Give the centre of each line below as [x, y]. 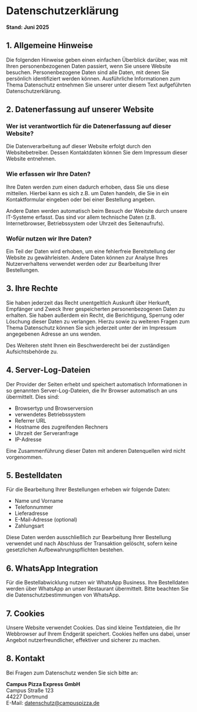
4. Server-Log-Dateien [48, 370]
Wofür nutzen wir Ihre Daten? [49, 238]
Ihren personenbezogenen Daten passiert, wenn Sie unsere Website [89, 66]
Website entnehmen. [31, 159]
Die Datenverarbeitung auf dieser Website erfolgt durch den [79, 146]
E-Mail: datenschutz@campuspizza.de [53, 703]
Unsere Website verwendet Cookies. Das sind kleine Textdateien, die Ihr [94, 628]
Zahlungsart [29, 526]
